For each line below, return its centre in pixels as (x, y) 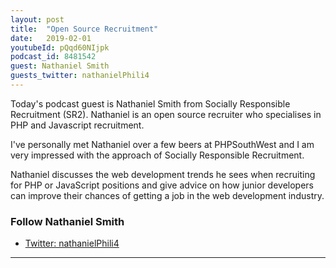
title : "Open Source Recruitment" (84, 29)
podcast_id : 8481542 (53, 57)
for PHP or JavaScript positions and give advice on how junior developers (162, 185)
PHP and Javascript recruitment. (77, 125)
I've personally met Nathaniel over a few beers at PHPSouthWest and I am (162, 144)
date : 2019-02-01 (51, 38)
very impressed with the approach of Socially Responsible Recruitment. (157, 155)
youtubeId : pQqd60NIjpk (60, 47)
